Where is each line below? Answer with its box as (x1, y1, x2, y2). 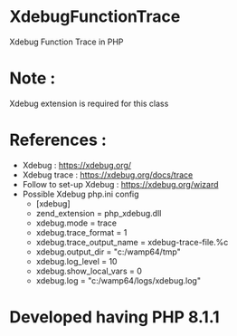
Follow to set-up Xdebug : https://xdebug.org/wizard (22, 178, 219, 189)
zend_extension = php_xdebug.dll (35, 207, 162, 218)
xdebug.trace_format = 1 (35, 226, 128, 237)
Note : (9, 68, 56, 89)
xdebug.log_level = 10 (35, 255, 118, 266)
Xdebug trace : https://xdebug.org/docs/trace (22, 169, 194, 180)
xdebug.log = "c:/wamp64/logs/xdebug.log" (35, 274, 202, 286)
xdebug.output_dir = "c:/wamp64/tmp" (35, 246, 181, 257)
